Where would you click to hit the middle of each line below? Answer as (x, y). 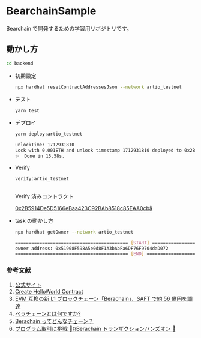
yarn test (27, 110)
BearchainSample (51, 11)
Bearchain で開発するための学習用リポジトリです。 (69, 28)
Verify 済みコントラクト (44, 196)
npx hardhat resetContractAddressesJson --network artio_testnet (98, 87)
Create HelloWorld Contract (49, 291)
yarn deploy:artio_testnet (49, 134)
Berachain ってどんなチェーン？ (54, 321)
